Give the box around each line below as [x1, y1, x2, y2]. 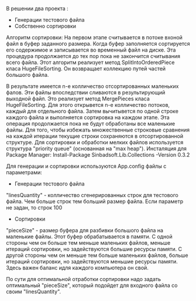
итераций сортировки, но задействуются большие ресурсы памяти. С [6, 246, 183, 252]
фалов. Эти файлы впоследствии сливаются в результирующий [6, 89, 166, 96]
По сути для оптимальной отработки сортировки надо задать [6, 276, 161, 282]
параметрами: [6, 169, 43, 175]
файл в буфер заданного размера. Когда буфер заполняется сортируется [6, 40, 190, 47]
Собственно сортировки [14, 23, 77, 29]
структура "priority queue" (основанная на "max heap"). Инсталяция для [6, 145, 187, 152]
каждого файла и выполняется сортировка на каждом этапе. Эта [6, 114, 170, 121]
